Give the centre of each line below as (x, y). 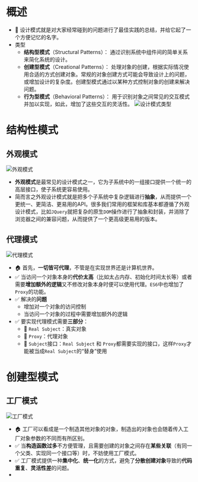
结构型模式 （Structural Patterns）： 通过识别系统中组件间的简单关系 (106, 52)
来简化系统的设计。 (47, 59)
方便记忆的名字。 (41, 37)
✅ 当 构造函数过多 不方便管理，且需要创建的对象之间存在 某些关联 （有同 (101, 445)
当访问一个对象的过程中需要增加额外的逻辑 (76, 314)
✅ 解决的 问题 (31, 299)
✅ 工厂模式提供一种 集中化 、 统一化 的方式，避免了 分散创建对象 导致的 (98, 460)
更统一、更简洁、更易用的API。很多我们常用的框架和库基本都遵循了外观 (102, 204)
